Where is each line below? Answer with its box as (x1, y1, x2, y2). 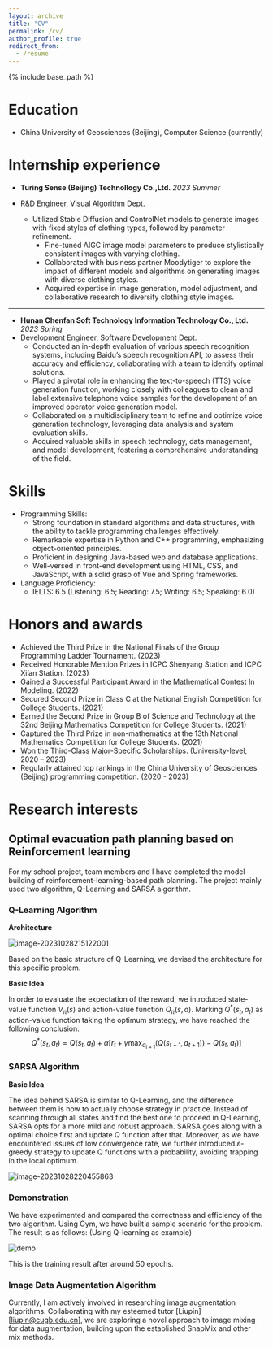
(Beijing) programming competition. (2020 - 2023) (19, 772, 189, 781)
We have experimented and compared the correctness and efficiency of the (8, 1210, 262, 1220)
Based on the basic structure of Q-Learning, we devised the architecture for (8, 954, 262, 964)
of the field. (32, 453, 71, 463)
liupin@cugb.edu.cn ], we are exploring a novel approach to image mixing (11, 1315, 256, 1325)
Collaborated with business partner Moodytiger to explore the (44, 257, 252, 267)
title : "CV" (8, 20, 49, 28)
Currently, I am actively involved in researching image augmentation (8, 1298, 236, 1307)
